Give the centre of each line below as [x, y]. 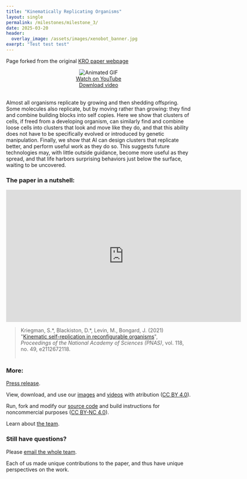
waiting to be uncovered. [36, 165]
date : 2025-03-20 [27, 28]
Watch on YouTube [99, 78]
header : [16, 34]
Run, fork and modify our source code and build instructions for [83, 406]
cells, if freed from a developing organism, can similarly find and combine [95, 121]
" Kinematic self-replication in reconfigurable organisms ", [89, 337]
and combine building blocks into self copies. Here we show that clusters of [98, 115]
